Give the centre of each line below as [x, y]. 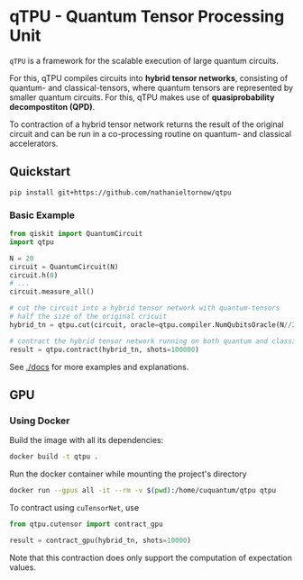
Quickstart [40, 172]
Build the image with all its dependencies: [87, 440]
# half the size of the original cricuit [88, 317]
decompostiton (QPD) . [52, 106]
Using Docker [40, 421]
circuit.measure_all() [52, 292]
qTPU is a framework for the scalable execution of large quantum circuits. [144, 60]
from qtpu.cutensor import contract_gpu [87, 524]
